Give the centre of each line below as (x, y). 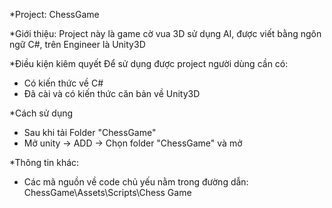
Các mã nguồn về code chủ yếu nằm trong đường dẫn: (136, 182)
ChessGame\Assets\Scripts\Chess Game (107, 192)
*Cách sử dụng (41, 113)
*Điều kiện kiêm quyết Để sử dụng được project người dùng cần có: (149, 63)
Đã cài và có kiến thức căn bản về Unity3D (112, 93)
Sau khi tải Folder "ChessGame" (90, 132)
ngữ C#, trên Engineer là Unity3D (77, 44)
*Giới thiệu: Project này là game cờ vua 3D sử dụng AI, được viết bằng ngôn (165, 33)
